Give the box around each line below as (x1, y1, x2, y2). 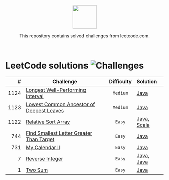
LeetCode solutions (5, 60, 89, 71)
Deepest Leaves (26, 107, 64, 114)
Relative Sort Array (26, 118, 70, 125)
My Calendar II (26, 144, 60, 151)
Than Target (26, 136, 55, 143)
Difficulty (109, 78, 132, 85)
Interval (26, 93, 44, 100)
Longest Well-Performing (26, 86, 87, 93)
